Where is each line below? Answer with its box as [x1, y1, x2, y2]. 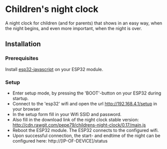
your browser [12, 106, 40, 112]
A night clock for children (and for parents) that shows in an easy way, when [5, 20, 162, 26]
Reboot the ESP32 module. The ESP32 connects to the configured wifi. [12, 127, 159, 133]
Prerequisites [5, 55, 38, 62]
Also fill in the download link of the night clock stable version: [12, 116, 139, 122]
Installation [5, 40, 41, 48]
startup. [12, 95, 29, 101]
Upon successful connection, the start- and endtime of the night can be [12, 132, 161, 138]
